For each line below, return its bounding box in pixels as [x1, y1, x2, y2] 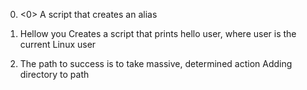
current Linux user [19, 39, 97, 50]
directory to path [19, 69, 90, 80]
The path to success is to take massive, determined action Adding [19, 58, 293, 69]
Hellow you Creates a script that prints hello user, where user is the [19, 28, 297, 39]
